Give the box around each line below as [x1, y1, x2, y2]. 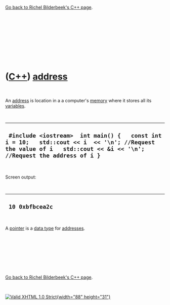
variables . [5, 103, 26, 109]
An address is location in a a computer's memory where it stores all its [5, 97, 152, 103]
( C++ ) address [5, 71, 68, 82]
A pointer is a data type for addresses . [5, 225, 85, 231]
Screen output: [5, 174, 36, 180]
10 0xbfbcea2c [8, 203, 53, 210]
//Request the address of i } [5, 152, 101, 159]
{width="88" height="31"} [56, 293, 111, 300]
